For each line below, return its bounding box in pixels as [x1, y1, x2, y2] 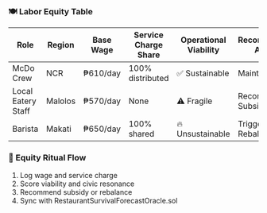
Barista [12, 123, 39, 134]
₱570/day [83, 95, 122, 106]
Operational [180, 34, 226, 45]
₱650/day [83, 123, 122, 134]
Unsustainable [176, 129, 230, 140]
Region [47, 40, 75, 51]
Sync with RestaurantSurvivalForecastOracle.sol [19, 196, 178, 205]
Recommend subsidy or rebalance [19, 187, 133, 196]
